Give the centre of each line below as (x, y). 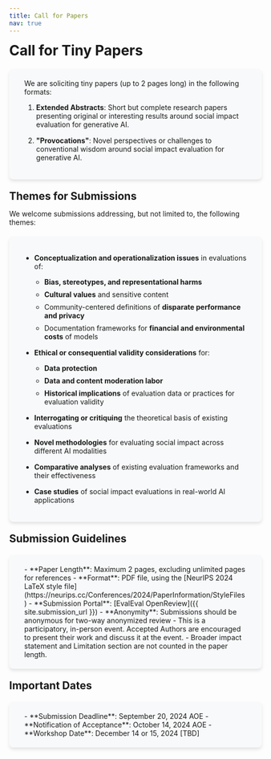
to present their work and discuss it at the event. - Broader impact (133, 637)
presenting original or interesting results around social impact (137, 116)
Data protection (71, 368)
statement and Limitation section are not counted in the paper (126, 646)
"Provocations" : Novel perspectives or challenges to (123, 140)
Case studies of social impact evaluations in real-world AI (130, 491)
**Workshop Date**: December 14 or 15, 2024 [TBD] (112, 733)
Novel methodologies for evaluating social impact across (129, 442)
